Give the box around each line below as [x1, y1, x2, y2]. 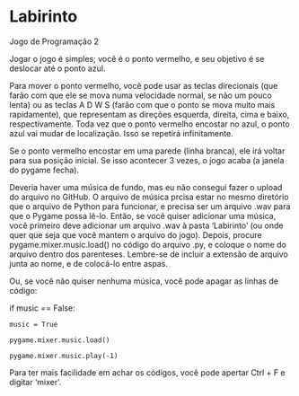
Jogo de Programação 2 [9, 36, 100, 47]
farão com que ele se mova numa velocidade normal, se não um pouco [9, 90, 272, 101]
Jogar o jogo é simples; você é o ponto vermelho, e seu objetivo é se [9, 53, 265, 64]
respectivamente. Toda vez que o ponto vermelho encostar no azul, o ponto [9, 119, 290, 129]
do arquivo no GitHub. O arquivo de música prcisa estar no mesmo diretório [9, 191, 289, 202]
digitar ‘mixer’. [9, 376, 62, 387]
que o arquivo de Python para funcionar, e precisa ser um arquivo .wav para [9, 200, 291, 212]
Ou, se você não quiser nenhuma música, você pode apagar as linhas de [9, 276, 278, 286]
